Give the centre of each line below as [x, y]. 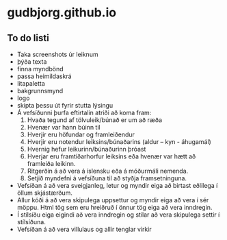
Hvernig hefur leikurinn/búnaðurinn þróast [86, 149]
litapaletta [31, 83]
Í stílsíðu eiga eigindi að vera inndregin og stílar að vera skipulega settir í [118, 215]
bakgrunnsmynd [40, 91]
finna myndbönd [40, 69]
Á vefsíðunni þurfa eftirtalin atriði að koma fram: [84, 112]
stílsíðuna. [31, 222]
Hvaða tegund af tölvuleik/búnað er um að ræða [95, 120]
